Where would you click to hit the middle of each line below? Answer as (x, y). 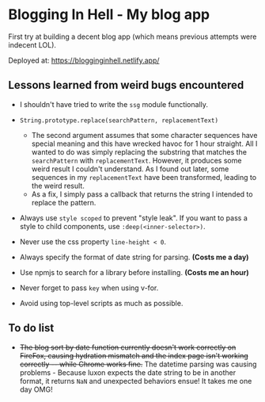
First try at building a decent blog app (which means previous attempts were (132, 36)
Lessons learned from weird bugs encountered (126, 85)
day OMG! (36, 389)
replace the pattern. (64, 202)
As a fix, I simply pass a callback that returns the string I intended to (142, 194)
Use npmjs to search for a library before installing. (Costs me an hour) (134, 272)
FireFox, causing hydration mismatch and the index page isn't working (134, 355)
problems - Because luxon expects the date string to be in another (127, 372)
